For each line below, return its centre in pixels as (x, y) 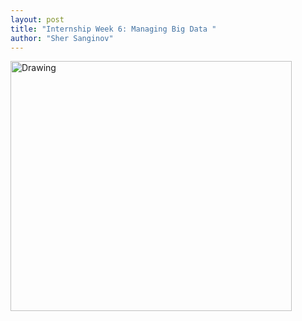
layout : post (37, 19)
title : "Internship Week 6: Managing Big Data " (113, 29)
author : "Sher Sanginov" (62, 38)
